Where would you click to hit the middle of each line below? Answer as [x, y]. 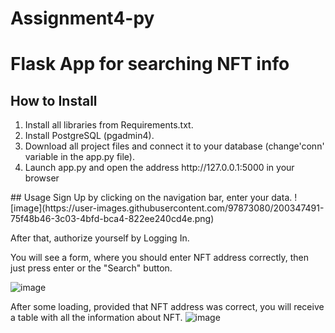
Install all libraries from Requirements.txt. [109, 125]
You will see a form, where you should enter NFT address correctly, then [160, 258]
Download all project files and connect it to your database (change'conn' [174, 146]
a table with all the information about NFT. [96, 318]
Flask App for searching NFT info [150, 64]
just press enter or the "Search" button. [91, 268]
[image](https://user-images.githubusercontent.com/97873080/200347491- [167, 208]
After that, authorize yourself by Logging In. [100, 238]
